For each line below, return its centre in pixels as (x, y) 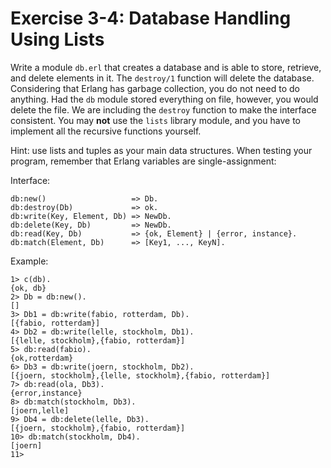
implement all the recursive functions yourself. (106, 131)
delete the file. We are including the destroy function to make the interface (163, 109)
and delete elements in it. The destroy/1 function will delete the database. (162, 78)
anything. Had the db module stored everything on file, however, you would (164, 99)
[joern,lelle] (40, 410)
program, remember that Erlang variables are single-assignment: (143, 161)
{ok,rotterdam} (42, 358)
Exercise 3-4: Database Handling (151, 18)
